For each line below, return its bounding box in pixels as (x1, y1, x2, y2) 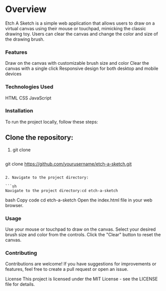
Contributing (5, 249, 37, 256)
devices (5, 71, 22, 77)
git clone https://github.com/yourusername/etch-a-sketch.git (5, 161, 132, 167)
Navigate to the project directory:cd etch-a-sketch (5, 188, 118, 193)
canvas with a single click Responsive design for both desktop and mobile (5, 65, 158, 71)
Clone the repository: (5, 133, 73, 142)
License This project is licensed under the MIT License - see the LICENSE (5, 276, 158, 282)
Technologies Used (5, 83, 54, 90)
